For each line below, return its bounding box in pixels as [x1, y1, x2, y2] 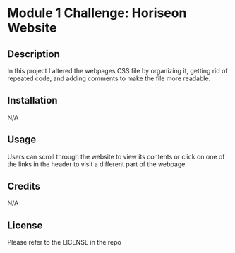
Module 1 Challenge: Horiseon [7, 5, 187, 21]
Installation [7, 94, 58, 106]
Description [7, 48, 60, 60]
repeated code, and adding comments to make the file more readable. [7, 74, 211, 82]
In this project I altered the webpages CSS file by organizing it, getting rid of [7, 67, 228, 75]
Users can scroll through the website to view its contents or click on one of [7, 152, 225, 161]
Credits [7, 180, 41, 192]
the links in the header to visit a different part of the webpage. [7, 160, 187, 168]
